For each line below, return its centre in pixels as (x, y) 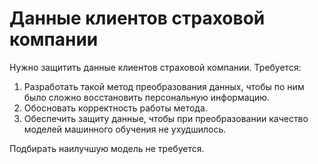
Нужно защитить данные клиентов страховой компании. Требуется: (155, 67)
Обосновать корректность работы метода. (115, 108)
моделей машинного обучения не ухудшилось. (125, 129)
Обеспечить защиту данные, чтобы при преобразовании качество (166, 118)
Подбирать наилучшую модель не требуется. (107, 148)
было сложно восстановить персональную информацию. (147, 97)
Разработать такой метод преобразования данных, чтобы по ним (164, 86)
